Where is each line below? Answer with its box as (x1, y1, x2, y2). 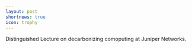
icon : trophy (5, 19, 38, 25)
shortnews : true (5, 14, 46, 20)
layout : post (5, 8, 38, 15)
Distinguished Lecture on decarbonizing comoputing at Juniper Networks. (5, 36, 187, 43)
